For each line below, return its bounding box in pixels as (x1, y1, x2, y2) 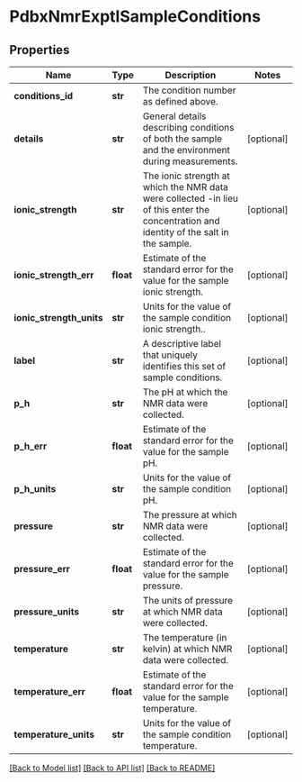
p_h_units (13, 483, 57, 495)
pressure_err (13, 563, 70, 575)
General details (142, 110, 207, 123)
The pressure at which (142, 509, 237, 521)
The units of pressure (142, 595, 234, 606)
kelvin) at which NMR (142, 642, 233, 655)
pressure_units (13, 605, 79, 618)
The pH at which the (142, 386, 228, 398)
